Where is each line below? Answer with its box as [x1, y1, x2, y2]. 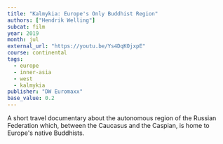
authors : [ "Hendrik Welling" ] [7, 17, 96, 24]
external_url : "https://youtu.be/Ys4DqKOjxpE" [7, 43, 146, 50]
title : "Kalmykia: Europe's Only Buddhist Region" [7, 10, 158, 17]
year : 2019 [7, 29, 39, 37]
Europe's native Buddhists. [7, 129, 85, 137]
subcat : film [7, 23, 46, 30]
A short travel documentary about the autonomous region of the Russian [7, 114, 217, 122]
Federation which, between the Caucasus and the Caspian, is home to [7, 122, 210, 129]
